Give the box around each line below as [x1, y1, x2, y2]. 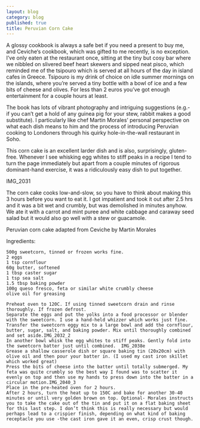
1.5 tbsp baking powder [6, 281, 66, 287]
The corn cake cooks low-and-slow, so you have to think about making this [6, 189, 191, 197]
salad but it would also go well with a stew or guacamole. [6, 215, 147, 222]
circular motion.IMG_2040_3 [6, 380, 76, 386]
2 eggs [6, 255, 23, 260]
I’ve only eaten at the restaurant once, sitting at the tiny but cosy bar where [6, 54, 191, 61]
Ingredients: [6, 238, 36, 245]
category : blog [6, 14, 44, 20]
